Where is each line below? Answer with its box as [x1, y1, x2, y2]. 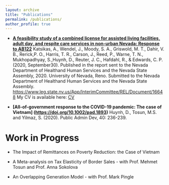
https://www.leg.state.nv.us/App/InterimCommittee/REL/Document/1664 [12, 89, 163, 95]
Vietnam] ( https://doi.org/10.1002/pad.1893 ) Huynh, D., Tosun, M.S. [12, 109, 157, 115]
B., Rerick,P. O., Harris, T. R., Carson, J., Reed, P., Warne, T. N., [12, 51, 144, 57]
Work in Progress [5, 132, 79, 144]
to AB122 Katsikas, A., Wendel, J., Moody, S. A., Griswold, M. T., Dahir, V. [12, 46, 164, 52]
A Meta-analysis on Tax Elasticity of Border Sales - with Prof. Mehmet [12, 159, 158, 165]
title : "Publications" [5, 12, 53, 17]
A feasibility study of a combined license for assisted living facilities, [12, 35, 160, 41]
